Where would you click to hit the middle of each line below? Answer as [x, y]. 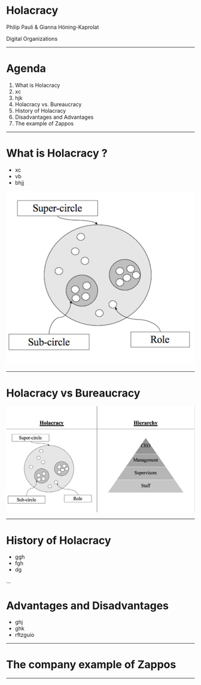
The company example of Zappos [91, 665]
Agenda [26, 69]
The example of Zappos [44, 123]
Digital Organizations [32, 38]
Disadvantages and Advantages [54, 117]
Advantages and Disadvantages [88, 606]
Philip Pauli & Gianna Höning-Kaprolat [53, 27]
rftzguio [25, 635]
